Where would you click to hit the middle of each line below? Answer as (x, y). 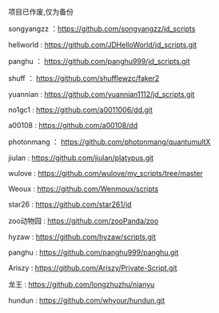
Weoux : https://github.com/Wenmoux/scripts (84, 189)
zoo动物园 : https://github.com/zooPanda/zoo (84, 221)
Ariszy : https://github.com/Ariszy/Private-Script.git (93, 268)
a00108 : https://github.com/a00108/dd (73, 125)
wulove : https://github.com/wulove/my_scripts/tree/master (106, 173)
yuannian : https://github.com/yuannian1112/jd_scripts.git (102, 94)
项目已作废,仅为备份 (41, 12)
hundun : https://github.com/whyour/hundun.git (87, 300)
